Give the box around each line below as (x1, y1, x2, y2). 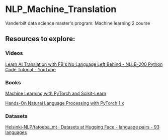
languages (5, 129, 27, 135)
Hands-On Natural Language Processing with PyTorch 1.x (5, 100, 124, 106)
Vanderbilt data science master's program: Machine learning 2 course (5, 20, 150, 26)
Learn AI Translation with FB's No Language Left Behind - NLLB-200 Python (5, 61, 163, 67)
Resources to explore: (5, 35, 75, 43)
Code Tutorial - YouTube (5, 66, 56, 72)
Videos (5, 50, 23, 57)
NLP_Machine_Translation (5, 4, 117, 15)
